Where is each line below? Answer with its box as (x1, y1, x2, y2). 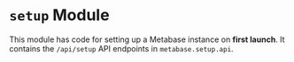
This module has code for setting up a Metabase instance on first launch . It (9, 34, 285, 45)
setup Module (9, 5, 110, 25)
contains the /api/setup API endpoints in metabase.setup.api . (9, 43, 234, 53)
